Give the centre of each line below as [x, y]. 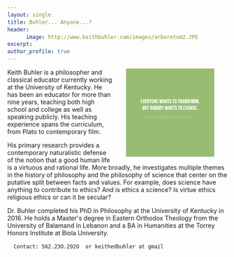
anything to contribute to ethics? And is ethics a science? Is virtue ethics [111, 190]
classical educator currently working [60, 80]
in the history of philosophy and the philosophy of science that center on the [117, 175]
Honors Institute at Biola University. [58, 233]
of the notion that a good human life [59, 160]
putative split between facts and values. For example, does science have [112, 182]
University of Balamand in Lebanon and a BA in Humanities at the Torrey [111, 226]
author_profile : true [39, 52]
